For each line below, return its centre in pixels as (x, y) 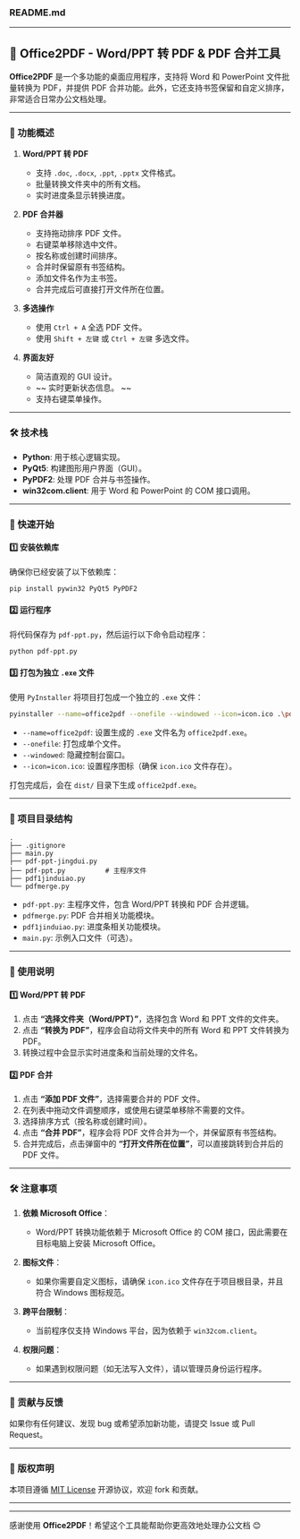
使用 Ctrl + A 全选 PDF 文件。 (91, 328)
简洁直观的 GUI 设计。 (76, 377)
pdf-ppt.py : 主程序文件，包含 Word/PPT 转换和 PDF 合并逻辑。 (138, 904)
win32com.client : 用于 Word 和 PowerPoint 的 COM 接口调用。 (138, 491)
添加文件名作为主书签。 (79, 278)
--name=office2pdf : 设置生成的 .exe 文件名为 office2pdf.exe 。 (137, 732)
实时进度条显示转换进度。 (83, 195)
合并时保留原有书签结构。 (83, 267)
